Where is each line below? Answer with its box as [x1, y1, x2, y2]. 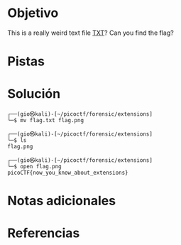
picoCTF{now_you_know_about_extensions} [7, 169, 129, 177]
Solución [7, 86, 61, 102]
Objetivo [7, 5, 59, 21]
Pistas [7, 53, 45, 70]
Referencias [7, 225, 80, 241]
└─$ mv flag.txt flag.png [7, 117, 84, 124]
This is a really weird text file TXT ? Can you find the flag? [7, 28, 174, 37]
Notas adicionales [7, 193, 116, 209]
